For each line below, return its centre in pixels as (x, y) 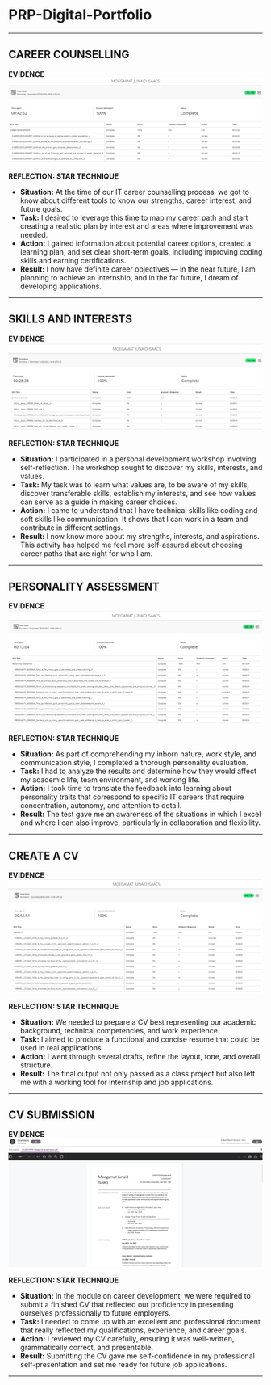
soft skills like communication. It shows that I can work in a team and (134, 520)
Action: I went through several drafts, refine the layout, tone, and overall (140, 1056)
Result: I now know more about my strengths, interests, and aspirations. (140, 537)
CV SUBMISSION (52, 1115)
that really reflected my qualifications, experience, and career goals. (133, 1330)
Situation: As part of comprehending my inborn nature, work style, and (138, 754)
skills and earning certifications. (73, 261)
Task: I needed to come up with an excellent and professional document (140, 1321)
